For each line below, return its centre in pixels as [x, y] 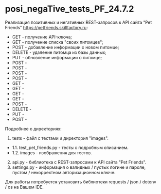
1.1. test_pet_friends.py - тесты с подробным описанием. [70, 147]
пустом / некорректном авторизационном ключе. [64, 172]
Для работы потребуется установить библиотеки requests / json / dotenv [81, 182]
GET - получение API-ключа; [42, 37]
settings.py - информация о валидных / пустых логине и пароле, [79, 167]
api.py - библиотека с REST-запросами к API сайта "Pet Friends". [79, 162]
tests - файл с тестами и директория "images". [60, 138]
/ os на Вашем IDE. [24, 187]
